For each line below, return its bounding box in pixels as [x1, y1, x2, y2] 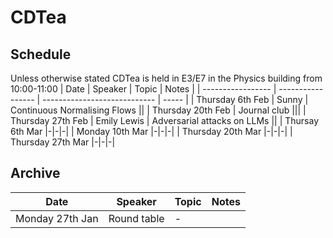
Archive [10, 165, 61, 182]
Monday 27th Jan [15, 211, 99, 225]
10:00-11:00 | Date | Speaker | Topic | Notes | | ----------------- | [10, 83, 277, 95]
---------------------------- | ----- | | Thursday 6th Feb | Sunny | [42, 94, 309, 105]
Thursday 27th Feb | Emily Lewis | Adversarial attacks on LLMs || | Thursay [10, 115, 320, 126]
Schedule [10, 46, 72, 63]
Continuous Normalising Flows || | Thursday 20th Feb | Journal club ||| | [10, 104, 307, 116]
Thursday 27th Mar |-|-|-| [10, 136, 116, 148]
